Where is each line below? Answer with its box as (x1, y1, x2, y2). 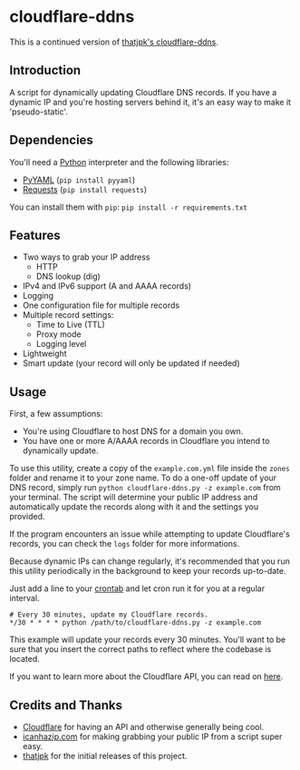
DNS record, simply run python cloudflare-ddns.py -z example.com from (9, 482, 281, 493)
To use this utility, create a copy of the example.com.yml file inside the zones (9, 463, 290, 474)
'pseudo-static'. (9, 106, 68, 117)
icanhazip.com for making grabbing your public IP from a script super (22, 731, 283, 742)
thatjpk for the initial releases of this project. (22, 751, 188, 761)
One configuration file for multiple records (22, 300, 179, 311)
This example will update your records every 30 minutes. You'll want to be (9, 634, 286, 646)
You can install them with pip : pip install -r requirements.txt (9, 202, 247, 212)
